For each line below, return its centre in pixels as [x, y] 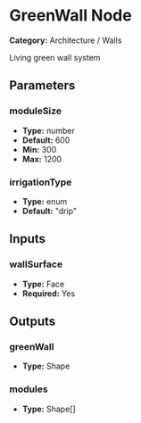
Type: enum [45, 201]
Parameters [42, 86]
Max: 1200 [42, 159]
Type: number [49, 130]
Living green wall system [55, 57]
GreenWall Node [70, 16]
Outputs [33, 321]
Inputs [28, 239]
